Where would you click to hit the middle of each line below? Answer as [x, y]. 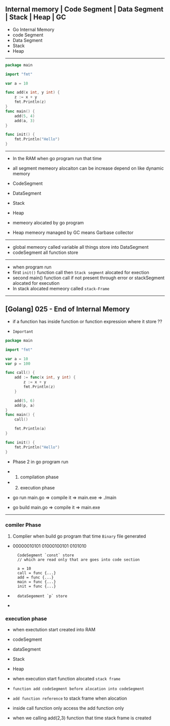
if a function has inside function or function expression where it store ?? [87, 321]
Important [23, 332]
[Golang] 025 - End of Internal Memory [68, 309]
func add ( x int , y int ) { [32, 92]
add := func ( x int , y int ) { [45, 377]
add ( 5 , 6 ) [25, 401]
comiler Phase [23, 525]
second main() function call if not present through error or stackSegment [89, 278]
